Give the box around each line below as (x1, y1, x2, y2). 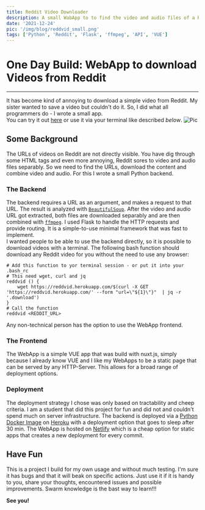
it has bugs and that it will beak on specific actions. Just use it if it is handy (6, 472, 195, 479)
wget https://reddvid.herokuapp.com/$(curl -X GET (17, 284, 149, 290)
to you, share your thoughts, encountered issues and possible (6, 478, 162, 486)
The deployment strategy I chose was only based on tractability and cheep (6, 399, 195, 406)
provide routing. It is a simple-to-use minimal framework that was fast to (6, 225, 188, 232)
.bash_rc (6, 268, 29, 274)
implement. (6, 231, 35, 239)
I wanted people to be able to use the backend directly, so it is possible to (6, 238, 192, 245)
